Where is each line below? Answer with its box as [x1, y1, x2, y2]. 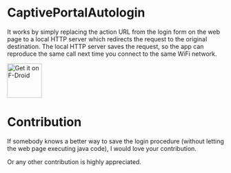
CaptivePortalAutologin [7, 5, 145, 21]
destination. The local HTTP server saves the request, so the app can [7, 42, 204, 50]
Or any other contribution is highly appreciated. [7, 157, 141, 166]
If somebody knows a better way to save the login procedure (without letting [7, 136, 224, 145]
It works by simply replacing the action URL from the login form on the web [7, 28, 221, 36]
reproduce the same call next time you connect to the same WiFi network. [7, 50, 217, 58]
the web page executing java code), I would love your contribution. [7, 144, 197, 152]
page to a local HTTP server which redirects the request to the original [7, 34, 208, 43]
